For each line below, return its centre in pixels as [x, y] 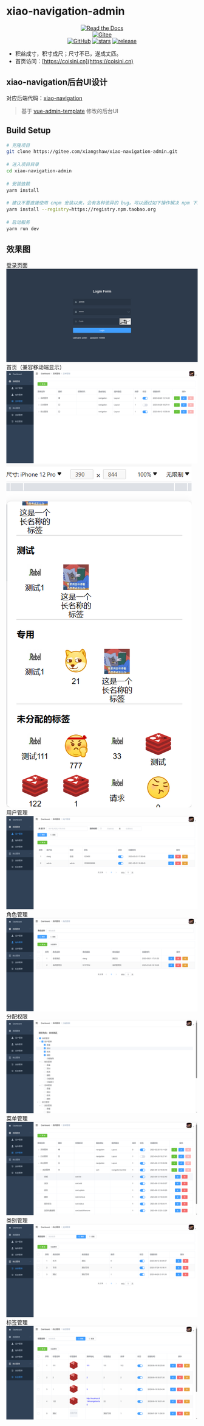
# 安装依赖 [18, 184]
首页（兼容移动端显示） [36, 367]
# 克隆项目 [18, 145]
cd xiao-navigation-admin [39, 171]
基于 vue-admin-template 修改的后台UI [70, 111]
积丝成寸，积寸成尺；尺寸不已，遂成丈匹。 [68, 54]
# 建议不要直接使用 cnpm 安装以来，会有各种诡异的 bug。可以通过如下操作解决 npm [98, 203]
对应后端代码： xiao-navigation [44, 98]
